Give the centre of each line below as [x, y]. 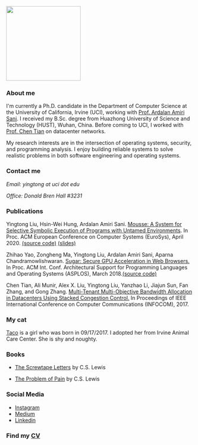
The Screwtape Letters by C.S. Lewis [60, 367]
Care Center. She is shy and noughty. [52, 339]
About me [21, 93]
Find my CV [23, 435]
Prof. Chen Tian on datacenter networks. [56, 131]
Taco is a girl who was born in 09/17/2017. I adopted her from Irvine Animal [98, 333]
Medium [25, 413]
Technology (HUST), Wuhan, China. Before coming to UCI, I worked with [95, 125]
